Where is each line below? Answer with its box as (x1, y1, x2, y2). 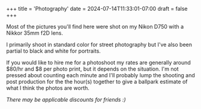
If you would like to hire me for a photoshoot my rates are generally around (6, 59, 191, 66)
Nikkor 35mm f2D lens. (6, 29, 64, 37)
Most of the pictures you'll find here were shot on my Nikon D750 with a (6, 23, 184, 30)
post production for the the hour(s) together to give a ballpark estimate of (6, 78, 188, 85)
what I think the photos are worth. (6, 84, 90, 92)
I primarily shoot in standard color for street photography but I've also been (6, 41, 193, 48)
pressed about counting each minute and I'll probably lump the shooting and (6, 72, 195, 78)
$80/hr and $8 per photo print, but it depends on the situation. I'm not (6, 65, 179, 72)
